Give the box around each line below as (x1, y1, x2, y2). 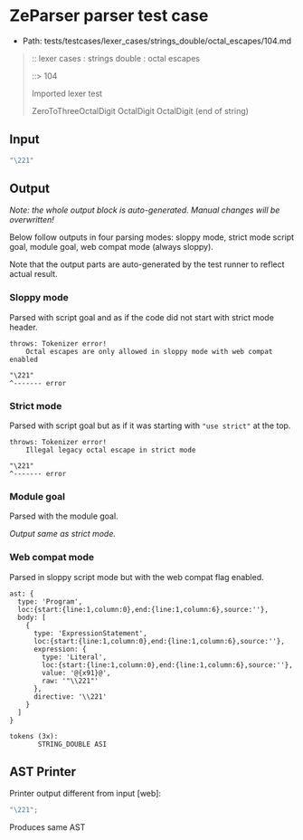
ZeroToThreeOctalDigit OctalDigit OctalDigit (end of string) (31, 105, 249, 116)
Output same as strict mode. (9, 529, 116, 539)
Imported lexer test (31, 88, 102, 99)
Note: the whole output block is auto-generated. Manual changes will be (9, 205, 280, 215)
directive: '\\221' (33, 692, 107, 702)
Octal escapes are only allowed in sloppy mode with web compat (25, 347, 273, 356)
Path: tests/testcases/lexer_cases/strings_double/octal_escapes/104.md (22, 35, 292, 46)
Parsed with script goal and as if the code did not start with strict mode (9, 311, 274, 322)
